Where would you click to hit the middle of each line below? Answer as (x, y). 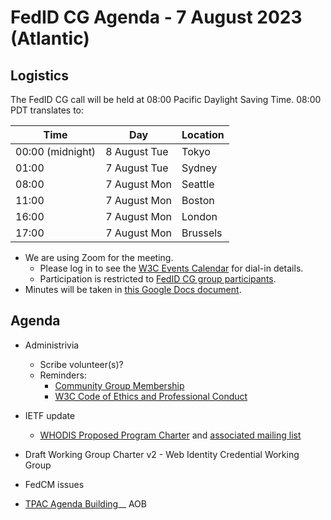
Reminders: (63, 375)
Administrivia (52, 345)
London (199, 216)
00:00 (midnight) (56, 151)
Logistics (39, 75)
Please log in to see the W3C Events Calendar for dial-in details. (171, 268)
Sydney (199, 168)
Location (203, 134)
